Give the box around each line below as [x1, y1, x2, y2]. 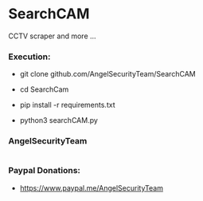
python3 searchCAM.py [19, 116, 98, 125]
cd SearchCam [19, 85, 69, 94]
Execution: [8, 51, 51, 62]
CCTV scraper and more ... [8, 31, 97, 41]
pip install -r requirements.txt [19, 100, 115, 110]
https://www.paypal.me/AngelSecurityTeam [19, 183, 163, 192]
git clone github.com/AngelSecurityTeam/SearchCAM [19, 69, 197, 79]
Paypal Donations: [8, 165, 81, 176]
